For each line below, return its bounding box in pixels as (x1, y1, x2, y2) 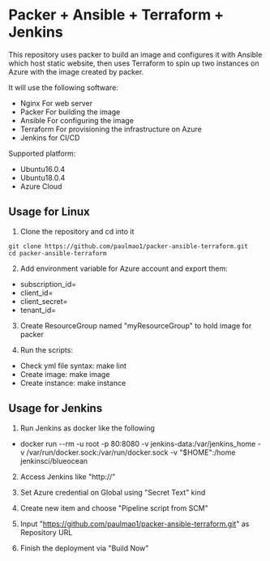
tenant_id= (19, 305, 57, 315)
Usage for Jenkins (8, 401, 103, 415)
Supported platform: (8, 148, 76, 158)
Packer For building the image (19, 107, 121, 117)
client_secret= (19, 296, 68, 306)
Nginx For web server (19, 98, 93, 108)
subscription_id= (19, 279, 77, 289)
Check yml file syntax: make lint (19, 361, 127, 370)
